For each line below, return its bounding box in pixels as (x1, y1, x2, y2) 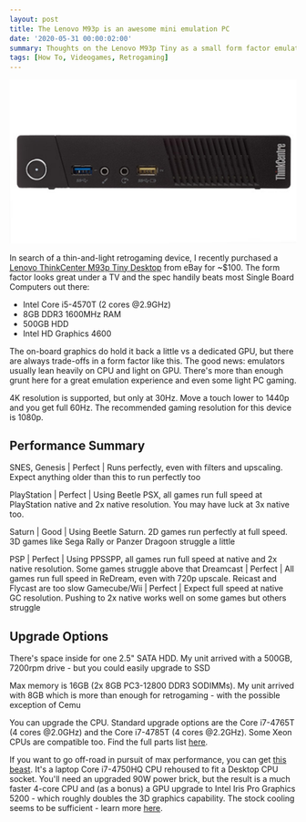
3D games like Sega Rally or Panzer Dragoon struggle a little (9, 536, 235, 547)
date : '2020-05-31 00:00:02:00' (9, 34, 132, 43)
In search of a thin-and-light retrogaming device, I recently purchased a (9, 252, 279, 263)
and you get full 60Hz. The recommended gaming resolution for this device (9, 402, 292, 413)
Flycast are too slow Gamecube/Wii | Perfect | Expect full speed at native (9, 583, 284, 594)
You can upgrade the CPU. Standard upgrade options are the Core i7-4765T (9, 717, 295, 728)
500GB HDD (22, 318, 69, 329)
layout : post (9, 15, 59, 24)
